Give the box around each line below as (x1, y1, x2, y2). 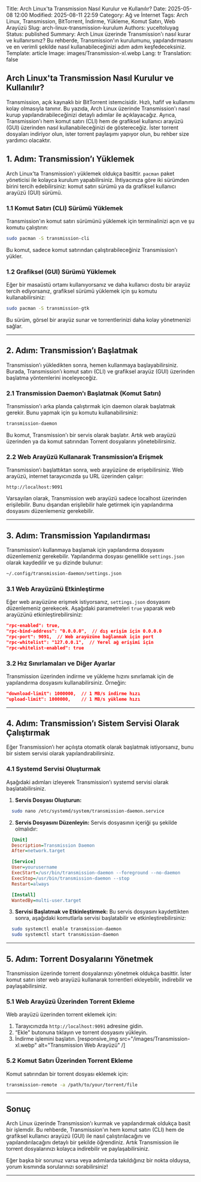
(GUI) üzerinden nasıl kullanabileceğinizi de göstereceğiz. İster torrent (6, 124, 179, 131)
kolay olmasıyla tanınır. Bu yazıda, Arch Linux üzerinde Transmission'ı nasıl (6, 105, 190, 112)
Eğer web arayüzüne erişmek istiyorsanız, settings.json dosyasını (6, 598, 170, 606)
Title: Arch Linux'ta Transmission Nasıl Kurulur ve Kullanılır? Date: (6, 5, 167, 12)
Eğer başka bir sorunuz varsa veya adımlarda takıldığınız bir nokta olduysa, (6, 1157, 191, 1164)
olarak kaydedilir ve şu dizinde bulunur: (6, 559, 103, 566)
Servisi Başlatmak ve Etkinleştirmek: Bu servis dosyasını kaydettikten (14, 908, 189, 915)
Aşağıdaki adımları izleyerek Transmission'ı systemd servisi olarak (6, 778, 169, 786)
